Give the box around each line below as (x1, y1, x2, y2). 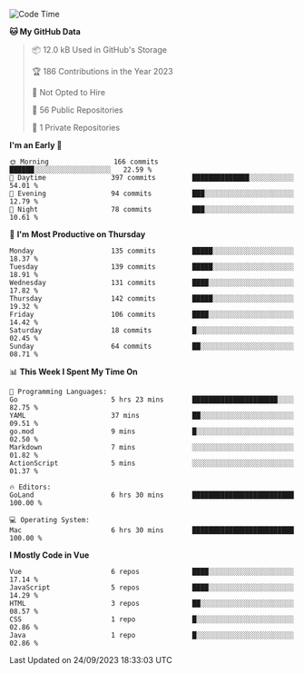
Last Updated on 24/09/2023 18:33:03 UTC (9, 655, 172, 665)
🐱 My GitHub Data (9, 26, 82, 36)
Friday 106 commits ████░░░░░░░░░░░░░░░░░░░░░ (9, 310, 295, 319)
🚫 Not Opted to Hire (31, 87, 106, 97)
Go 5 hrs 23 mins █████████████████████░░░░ (9, 395, 295, 404)
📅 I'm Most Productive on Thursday (9, 229, 146, 240)
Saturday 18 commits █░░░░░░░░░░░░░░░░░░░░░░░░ (9, 326, 295, 335)
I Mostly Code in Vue (9, 550, 90, 560)
